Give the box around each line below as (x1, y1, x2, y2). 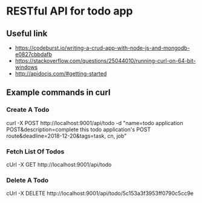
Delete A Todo (6, 176, 49, 184)
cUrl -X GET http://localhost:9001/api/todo (6, 161, 112, 168)
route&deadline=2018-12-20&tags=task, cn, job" (6, 132, 127, 140)
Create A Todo (6, 106, 50, 114)
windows (15, 63, 38, 71)
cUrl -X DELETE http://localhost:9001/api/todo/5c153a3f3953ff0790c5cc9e (6, 190, 194, 197)
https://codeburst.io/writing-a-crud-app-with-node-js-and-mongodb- (15, 44, 191, 51)
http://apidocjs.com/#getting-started (15, 70, 107, 77)
